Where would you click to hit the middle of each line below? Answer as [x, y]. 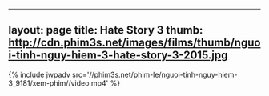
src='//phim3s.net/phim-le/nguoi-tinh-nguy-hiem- [155, 74]
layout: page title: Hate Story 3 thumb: [106, 30]
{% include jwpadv [39, 74]
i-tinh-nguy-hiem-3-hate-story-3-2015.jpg [118, 56]
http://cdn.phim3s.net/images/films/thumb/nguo [134, 43]
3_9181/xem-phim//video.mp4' [58, 83]
